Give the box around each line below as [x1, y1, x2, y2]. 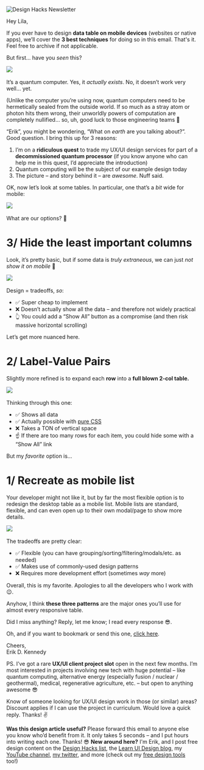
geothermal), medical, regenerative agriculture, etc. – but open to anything [6, 679, 194, 687]
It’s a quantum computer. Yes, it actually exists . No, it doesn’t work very [6, 79, 186, 85]
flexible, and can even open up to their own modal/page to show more [6, 506, 183, 514]
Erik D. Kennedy [6, 648, 47, 656]
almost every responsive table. [6, 606, 83, 614]
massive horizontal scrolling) [15, 321, 88, 329]
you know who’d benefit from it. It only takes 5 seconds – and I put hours [6, 731, 189, 739]
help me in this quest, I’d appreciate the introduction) [15, 159, 148, 166]
